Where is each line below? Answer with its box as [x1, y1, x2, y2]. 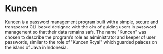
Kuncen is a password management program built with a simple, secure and [5, 19, 158, 25]
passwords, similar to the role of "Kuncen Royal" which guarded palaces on [5, 39, 158, 45]
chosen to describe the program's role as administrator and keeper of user [5, 34, 156, 40]
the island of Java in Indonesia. [5, 44, 68, 50]
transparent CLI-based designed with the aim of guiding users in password [5, 24, 157, 29]
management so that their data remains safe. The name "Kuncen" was [5, 29, 147, 35]
